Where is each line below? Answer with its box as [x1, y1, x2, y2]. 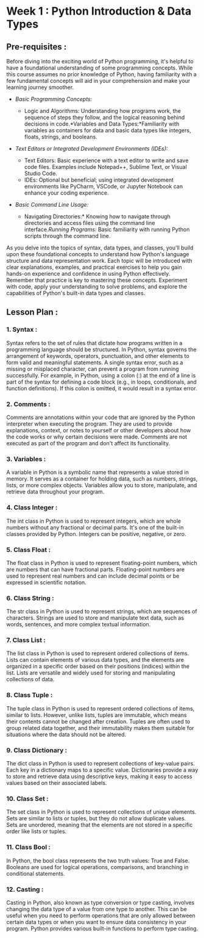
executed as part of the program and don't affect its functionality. [6, 439, 171, 446]
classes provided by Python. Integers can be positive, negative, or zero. [6, 530, 187, 537]
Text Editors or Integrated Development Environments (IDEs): [15, 145, 169, 152]
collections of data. [6, 676, 55, 683]
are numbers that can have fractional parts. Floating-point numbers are [6, 565, 185, 573]
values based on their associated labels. [6, 779, 107, 787]
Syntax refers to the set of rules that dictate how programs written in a [6, 339, 183, 346]
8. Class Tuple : [6, 691, 53, 700]
